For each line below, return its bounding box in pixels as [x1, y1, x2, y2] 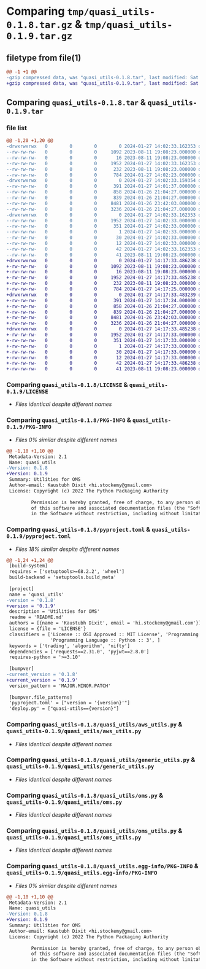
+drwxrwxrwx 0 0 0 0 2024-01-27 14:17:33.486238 [6, 257, 196, 263]
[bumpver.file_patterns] [9, 694, 72, 701]
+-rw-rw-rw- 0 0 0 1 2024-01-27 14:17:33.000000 [6, 343, 196, 349]
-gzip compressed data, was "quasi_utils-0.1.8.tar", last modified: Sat [6, 74, 199, 80]
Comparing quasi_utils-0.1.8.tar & [6, 97, 146, 108]
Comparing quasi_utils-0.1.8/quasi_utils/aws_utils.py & [6, 720, 183, 729]
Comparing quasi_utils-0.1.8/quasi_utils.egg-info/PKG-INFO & [6, 862, 199, 870]
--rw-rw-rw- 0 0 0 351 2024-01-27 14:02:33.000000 [6, 223, 196, 230]
